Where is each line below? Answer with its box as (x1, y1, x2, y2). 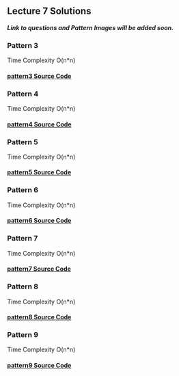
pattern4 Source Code (7, 120, 72, 129)
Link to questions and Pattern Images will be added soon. (7, 23, 174, 31)
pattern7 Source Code (7, 265, 72, 273)
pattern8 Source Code (7, 313, 72, 321)
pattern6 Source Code (7, 217, 72, 225)
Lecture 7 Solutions (7, 5, 92, 17)
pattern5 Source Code (7, 168, 72, 176)
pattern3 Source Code (7, 72, 72, 80)
